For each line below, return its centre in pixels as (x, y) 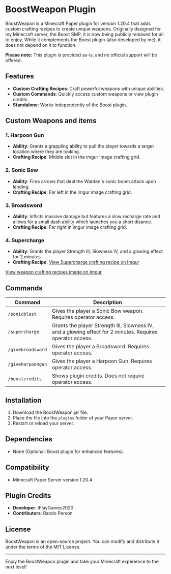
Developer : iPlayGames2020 (43, 508)
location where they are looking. (46, 152)
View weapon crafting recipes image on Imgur (54, 272)
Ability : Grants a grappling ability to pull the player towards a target (83, 146)
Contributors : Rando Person (42, 513)
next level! (16, 567)
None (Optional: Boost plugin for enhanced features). (68, 451)
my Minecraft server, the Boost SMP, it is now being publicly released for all (84, 34)
